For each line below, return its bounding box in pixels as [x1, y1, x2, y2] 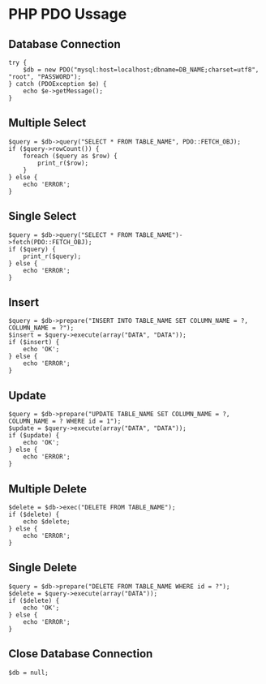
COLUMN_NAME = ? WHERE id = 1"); [8, 417, 122, 426]
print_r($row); [37, 159, 89, 167]
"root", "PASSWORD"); [8, 73, 82, 81]
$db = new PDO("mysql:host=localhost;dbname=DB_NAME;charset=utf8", [23, 66, 260, 74]
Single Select [8, 209, 77, 223]
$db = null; [8, 669, 49, 677]
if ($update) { [8, 432, 60, 440]
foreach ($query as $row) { [23, 152, 118, 160]
